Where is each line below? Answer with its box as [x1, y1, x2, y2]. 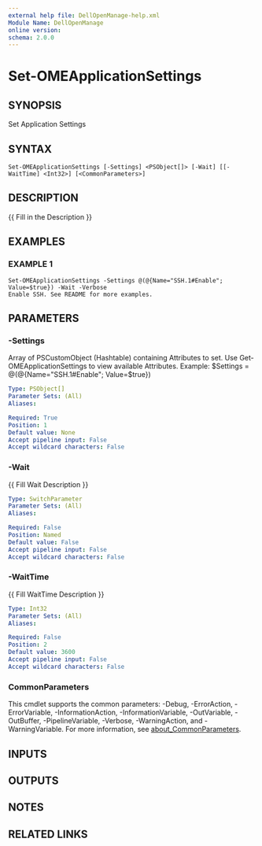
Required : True [8, 414, 58, 422]
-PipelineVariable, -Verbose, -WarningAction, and [42, 716, 203, 726]
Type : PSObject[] [8, 385, 65, 393]
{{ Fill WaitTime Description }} [8, 589, 105, 599]
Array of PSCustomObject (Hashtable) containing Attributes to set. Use [8, 353, 238, 363]
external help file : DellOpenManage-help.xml [8, 11, 160, 20]
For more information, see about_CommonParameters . [65, 725, 242, 734]
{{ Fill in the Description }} [8, 212, 93, 221]
